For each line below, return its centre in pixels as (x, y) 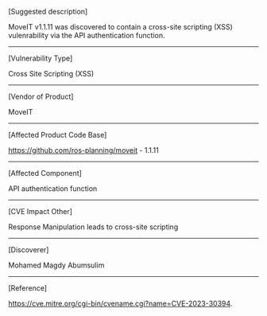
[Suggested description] (48, 12)
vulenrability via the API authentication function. (87, 35)
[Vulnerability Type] (41, 58)
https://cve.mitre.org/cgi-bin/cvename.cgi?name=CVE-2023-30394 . (120, 303)
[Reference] (28, 288)
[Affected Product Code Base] (58, 135)
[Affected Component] (45, 173)
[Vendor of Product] (41, 96)
